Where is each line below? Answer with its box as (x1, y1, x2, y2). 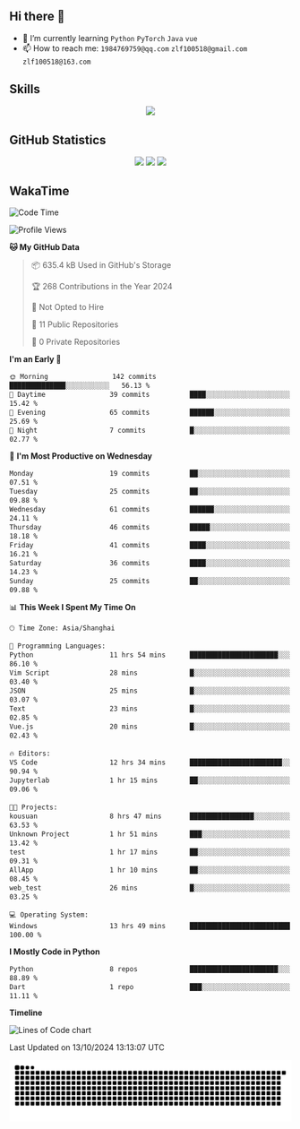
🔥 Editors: (9, 749, 51, 758)
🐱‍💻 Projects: (9, 803, 58, 812)
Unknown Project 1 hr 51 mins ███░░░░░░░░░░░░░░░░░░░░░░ (9, 830, 291, 839)
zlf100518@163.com (21, 57, 91, 66)
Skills (9, 82, 40, 97)
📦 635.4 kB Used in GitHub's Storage (30, 260, 172, 271)
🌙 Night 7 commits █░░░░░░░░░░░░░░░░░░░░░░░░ (9, 427, 291, 435)
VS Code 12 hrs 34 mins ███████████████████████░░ (9, 758, 291, 767)
